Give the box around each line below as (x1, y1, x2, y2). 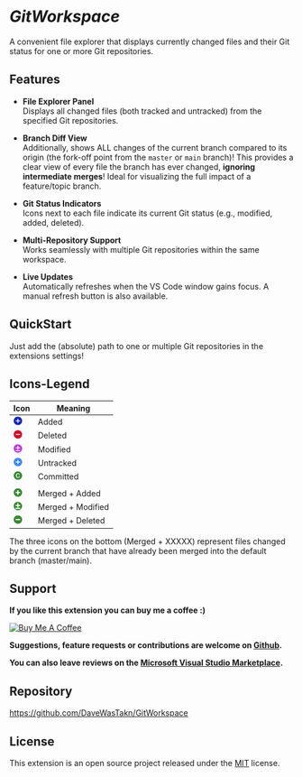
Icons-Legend (9, 376, 90, 392)
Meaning (56, 402, 91, 413)
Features (9, 72, 60, 88)
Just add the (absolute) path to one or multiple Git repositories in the (9, 340, 264, 351)
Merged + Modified (37, 501, 110, 512)
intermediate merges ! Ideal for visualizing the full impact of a (22, 171, 252, 181)
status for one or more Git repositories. (9, 45, 154, 56)
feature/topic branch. (22, 180, 102, 191)
